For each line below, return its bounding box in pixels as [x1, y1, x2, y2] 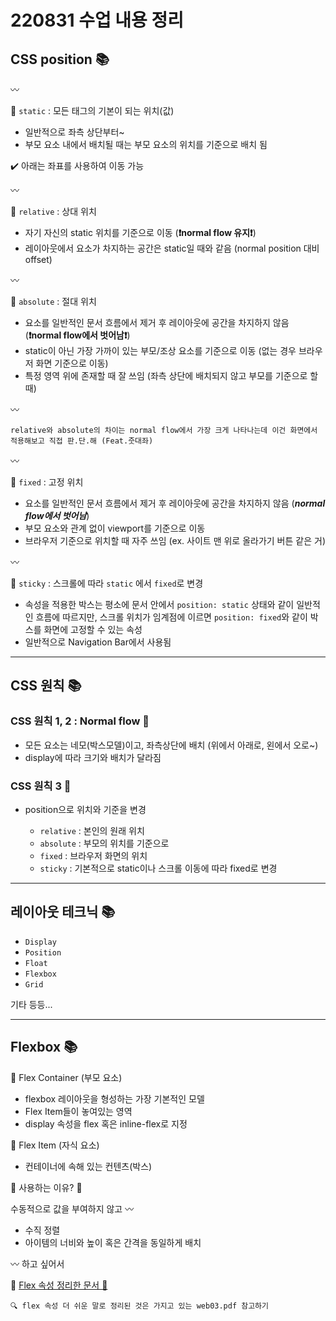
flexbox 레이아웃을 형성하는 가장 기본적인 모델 [24, 1092, 205, 1105]
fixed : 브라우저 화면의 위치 [39, 849, 148, 861]
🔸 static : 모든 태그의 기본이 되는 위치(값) [10, 105, 175, 116]
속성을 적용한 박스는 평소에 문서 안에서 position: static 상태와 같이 [24, 599, 295, 610]
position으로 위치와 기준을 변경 [24, 803, 147, 815]
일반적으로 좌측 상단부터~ [24, 126, 125, 138]
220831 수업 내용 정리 [10, 9, 184, 32]
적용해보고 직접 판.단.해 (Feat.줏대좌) [10, 436, 154, 446]
